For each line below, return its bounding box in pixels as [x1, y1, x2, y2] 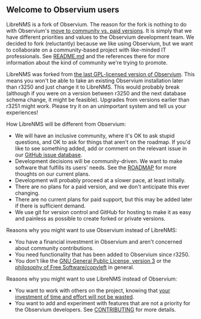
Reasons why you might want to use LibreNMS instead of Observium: [6, 275, 178, 282]
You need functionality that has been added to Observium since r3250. [14, 251, 190, 258]
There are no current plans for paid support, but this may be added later [14, 195, 193, 203]
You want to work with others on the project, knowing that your [14, 287, 170, 294]
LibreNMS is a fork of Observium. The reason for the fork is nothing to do [6, 20, 187, 28]
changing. [14, 189, 40, 197]
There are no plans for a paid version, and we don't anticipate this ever [14, 183, 190, 190]
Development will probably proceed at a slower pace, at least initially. [14, 176, 186, 183]
